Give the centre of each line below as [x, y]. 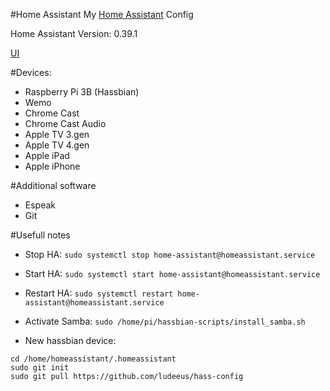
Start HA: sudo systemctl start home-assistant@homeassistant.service [172, 273]
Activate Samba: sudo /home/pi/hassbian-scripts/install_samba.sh [165, 321]
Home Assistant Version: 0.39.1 [74, 33]
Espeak [40, 205]
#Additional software [53, 185]
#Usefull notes [40, 235]
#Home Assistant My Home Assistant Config [102, 14]
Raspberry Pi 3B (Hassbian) [82, 92]
